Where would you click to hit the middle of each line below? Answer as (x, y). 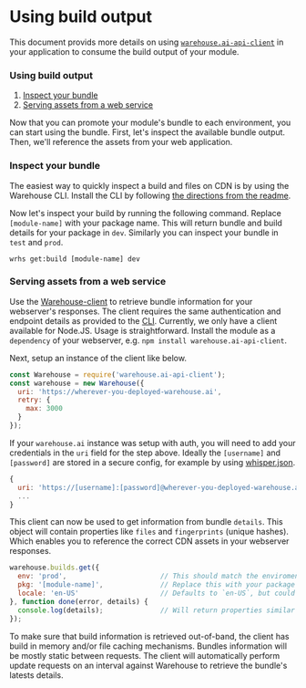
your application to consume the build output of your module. (124, 51)
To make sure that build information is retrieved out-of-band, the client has (149, 636)
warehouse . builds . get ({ (55, 568)
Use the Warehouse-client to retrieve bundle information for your (131, 301)
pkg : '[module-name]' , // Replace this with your (140, 585)
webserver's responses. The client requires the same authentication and (145, 311)
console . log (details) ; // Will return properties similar (157, 610)
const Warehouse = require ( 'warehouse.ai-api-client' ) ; (117, 375)
